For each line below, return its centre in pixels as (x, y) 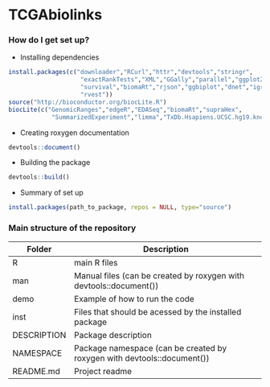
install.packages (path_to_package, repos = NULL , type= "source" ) (120, 208)
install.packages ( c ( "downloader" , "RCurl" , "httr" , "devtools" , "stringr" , (131, 72)
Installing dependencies (59, 57)
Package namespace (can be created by (150, 348)
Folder (39, 249)
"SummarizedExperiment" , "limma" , (107, 117)
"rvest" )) (96, 95)
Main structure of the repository (72, 228)
